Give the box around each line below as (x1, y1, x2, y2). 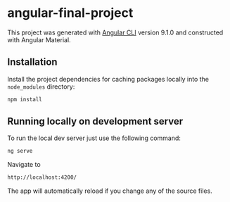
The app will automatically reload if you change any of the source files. (7, 187, 212, 195)
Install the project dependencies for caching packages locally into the (7, 75, 210, 83)
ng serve (7, 148, 33, 155)
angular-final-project (7, 5, 134, 21)
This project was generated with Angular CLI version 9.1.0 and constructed (7, 28, 224, 37)
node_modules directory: (7, 82, 75, 91)
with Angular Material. (7, 35, 72, 44)
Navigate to (7, 160, 41, 169)
